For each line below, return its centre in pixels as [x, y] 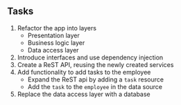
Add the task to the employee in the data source [95, 86]
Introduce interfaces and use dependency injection [90, 57]
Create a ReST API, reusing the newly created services [95, 64]
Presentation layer [53, 35]
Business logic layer [56, 42]
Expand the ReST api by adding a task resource [96, 79]
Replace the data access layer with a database [84, 94]
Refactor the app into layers [57, 28]
